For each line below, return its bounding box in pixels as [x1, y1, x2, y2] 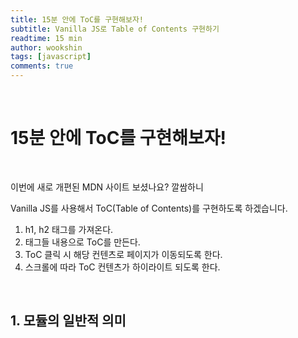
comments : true [10, 61, 74, 71]
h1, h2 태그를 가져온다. [24, 223, 114, 235]
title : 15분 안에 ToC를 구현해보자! [10, 14, 145, 25]
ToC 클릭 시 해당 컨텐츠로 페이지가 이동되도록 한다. [24, 248, 223, 260]
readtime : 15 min [10, 33, 83, 43]
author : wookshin [10, 42, 83, 53]
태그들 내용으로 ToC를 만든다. [24, 236, 141, 248]
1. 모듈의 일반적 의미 [10, 312, 127, 330]
